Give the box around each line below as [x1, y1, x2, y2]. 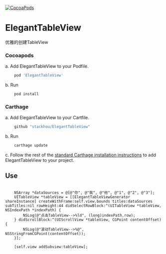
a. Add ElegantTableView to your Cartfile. [5, 115, 90, 121]
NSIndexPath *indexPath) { [5, 207, 61, 213]
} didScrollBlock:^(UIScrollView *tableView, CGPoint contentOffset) [14, 217, 162, 222]
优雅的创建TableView [5, 39, 48, 45]
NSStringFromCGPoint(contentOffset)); [5, 231, 86, 236]
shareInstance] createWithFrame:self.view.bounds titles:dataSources [5, 199, 153, 204]
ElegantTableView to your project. [5, 157, 74, 163]
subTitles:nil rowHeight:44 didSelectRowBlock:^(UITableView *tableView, [5, 203, 162, 208]
